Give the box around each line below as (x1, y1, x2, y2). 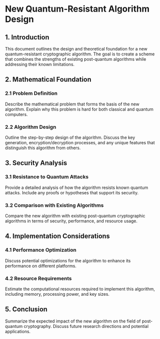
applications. (5, 328, 30, 334)
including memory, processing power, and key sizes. (5, 291, 110, 297)
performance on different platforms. (5, 263, 76, 269)
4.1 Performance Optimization (5, 247, 76, 254)
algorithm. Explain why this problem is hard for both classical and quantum (5, 106, 154, 112)
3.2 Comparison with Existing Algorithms (5, 202, 104, 208)
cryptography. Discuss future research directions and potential (24, 323, 149, 329)
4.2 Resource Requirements (5, 275, 72, 282)
